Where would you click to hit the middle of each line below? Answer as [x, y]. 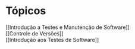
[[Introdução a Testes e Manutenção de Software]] [68, 27]
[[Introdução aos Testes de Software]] [52, 40]
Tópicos [26, 11]
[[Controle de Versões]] [34, 33]
